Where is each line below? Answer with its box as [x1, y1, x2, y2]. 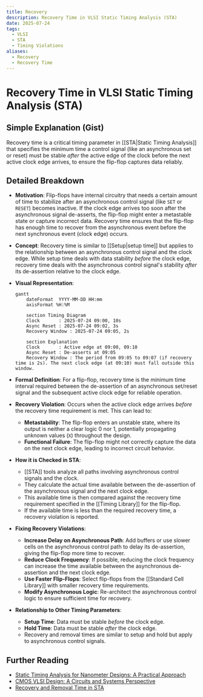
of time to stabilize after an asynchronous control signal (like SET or [15, 198, 182, 205]
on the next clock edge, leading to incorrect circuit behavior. [24, 445, 175, 452]
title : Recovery [6, 8, 47, 15]
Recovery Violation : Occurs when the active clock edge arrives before [15, 401, 193, 408]
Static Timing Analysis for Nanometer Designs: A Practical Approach [15, 671, 186, 679]
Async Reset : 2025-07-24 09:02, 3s [26, 323, 119, 329]
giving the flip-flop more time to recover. [24, 550, 125, 557]
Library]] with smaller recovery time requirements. [24, 582, 150, 589]
